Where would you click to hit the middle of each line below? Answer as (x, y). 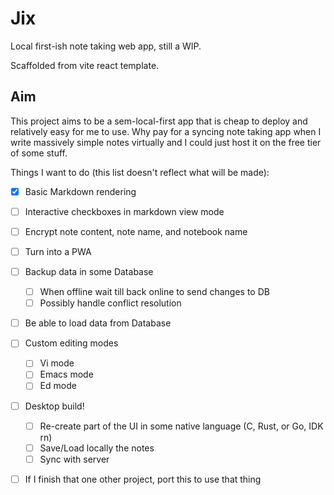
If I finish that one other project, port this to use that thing (143, 479)
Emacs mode (66, 374)
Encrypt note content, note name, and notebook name (136, 231)
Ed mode (58, 386)
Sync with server (74, 459)
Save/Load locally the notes (97, 448)
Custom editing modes (71, 343)
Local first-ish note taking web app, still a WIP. (106, 46)
